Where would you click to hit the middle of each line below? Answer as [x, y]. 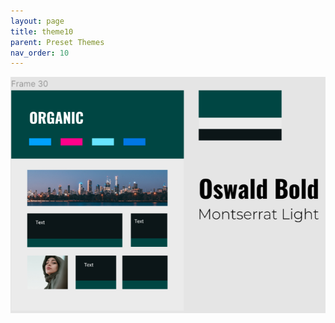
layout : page [37, 21]
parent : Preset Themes [57, 42]
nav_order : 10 [40, 53]
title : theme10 [42, 31]
